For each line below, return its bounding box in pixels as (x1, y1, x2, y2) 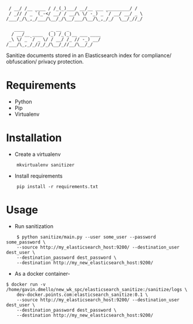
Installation (6, 131, 62, 145)
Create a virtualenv (14, 151, 61, 158)
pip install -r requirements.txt (16, 183, 99, 189)
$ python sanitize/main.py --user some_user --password (16, 234, 157, 240)
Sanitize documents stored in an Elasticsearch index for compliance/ (6, 52, 172, 59)
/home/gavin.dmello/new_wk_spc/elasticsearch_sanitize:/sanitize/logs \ (6, 286, 188, 292)
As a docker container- (14, 270, 70, 277)
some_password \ (6, 239, 46, 245)
